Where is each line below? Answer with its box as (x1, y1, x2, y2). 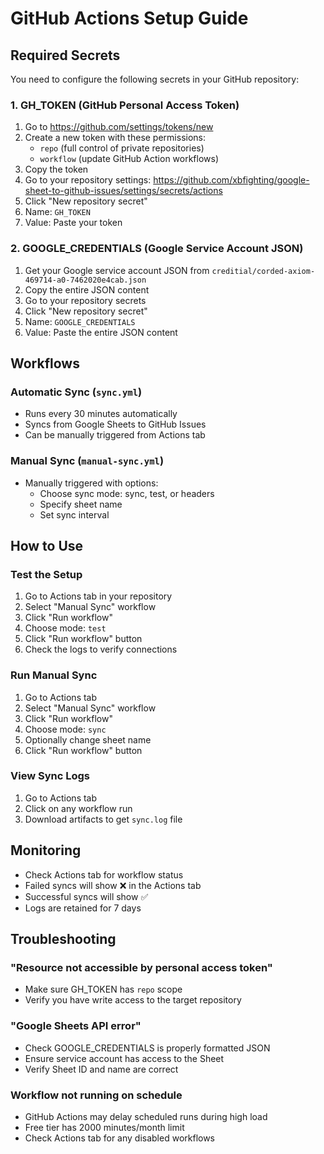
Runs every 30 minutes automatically (24, 408, 178, 420)
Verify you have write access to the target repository (24, 994, 242, 1006)
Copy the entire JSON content (24, 283, 150, 296)
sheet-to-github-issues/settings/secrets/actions (24, 185, 223, 197)
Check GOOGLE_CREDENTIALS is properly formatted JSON (24, 1042, 271, 1054)
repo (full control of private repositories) (39, 142, 205, 154)
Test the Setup (10, 567, 83, 581)
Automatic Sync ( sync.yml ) (10, 385, 143, 399)
